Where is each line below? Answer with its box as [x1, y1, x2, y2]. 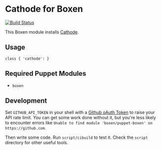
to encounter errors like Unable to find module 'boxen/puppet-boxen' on [5, 120, 153, 126]
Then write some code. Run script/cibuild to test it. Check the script [5, 134, 148, 140]
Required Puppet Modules [5, 69, 86, 78]
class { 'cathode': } [5, 56, 50, 61]
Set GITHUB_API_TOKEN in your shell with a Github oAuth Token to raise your [5, 109, 155, 115]
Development [5, 96, 48, 105]
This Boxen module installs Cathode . [5, 29, 79, 35]
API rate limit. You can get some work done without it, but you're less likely [5, 115, 156, 121]
